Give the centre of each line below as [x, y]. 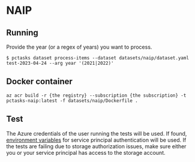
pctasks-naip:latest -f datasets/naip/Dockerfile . [72, 100]
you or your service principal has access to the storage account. [86, 152]
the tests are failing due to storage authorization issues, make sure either [96, 146]
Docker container [40, 82]
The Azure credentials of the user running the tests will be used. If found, [97, 133]
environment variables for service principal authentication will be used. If [96, 140]
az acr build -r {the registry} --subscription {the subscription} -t [96, 95]
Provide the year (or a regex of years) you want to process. [79, 47]
